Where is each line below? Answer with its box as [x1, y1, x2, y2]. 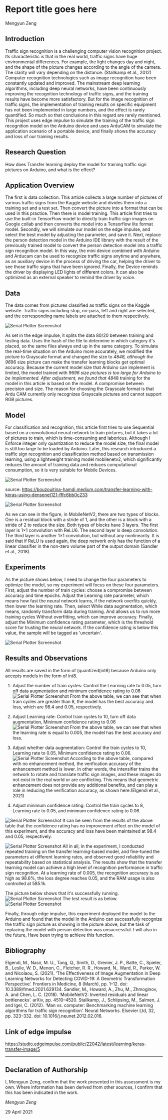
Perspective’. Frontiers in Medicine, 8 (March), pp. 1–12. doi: [5, 981, 128, 987]
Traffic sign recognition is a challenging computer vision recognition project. [5, 48, 162, 54]
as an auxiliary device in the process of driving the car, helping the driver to [5, 259, 161, 265]
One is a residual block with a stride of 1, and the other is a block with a [5, 517, 151, 523]
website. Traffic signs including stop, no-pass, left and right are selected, [5, 308, 156, 314]
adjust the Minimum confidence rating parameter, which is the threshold [5, 619, 153, 625]
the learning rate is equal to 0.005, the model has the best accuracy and [12, 729, 161, 735]
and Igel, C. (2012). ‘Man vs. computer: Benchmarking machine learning [5, 1003, 153, 1009]
